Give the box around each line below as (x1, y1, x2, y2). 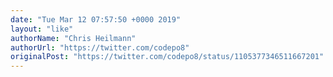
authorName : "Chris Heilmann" (10, 33, 137, 43)
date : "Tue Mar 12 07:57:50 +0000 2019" (10, 14, 182, 25)
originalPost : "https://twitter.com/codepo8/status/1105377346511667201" (10, 52, 325, 62)
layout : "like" (10, 24, 74, 34)
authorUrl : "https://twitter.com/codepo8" (10, 42, 190, 53)
